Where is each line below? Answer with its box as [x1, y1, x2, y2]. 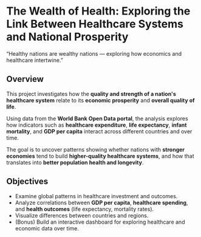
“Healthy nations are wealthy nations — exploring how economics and [6, 50, 182, 57]
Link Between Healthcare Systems [6, 17, 184, 31]
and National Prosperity [6, 30, 129, 44]
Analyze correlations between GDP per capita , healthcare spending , [15, 199, 188, 206]
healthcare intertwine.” [6, 56, 64, 64]
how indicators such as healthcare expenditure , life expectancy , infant [6, 121, 187, 129]
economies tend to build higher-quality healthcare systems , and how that [6, 152, 194, 159]
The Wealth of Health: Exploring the [6, 4, 191, 18]
